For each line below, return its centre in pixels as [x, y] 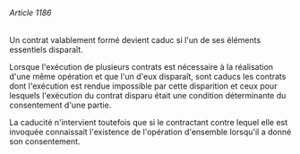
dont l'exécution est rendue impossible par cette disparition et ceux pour [143, 86]
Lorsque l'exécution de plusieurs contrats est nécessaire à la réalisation [141, 67]
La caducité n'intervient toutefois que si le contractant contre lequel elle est [149, 123]
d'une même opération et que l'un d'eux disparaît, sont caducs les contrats [148, 77]
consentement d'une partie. [60, 105]
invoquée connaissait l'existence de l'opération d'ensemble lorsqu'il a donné [150, 132]
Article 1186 [30, 13]
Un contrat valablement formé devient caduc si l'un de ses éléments [135, 40]
